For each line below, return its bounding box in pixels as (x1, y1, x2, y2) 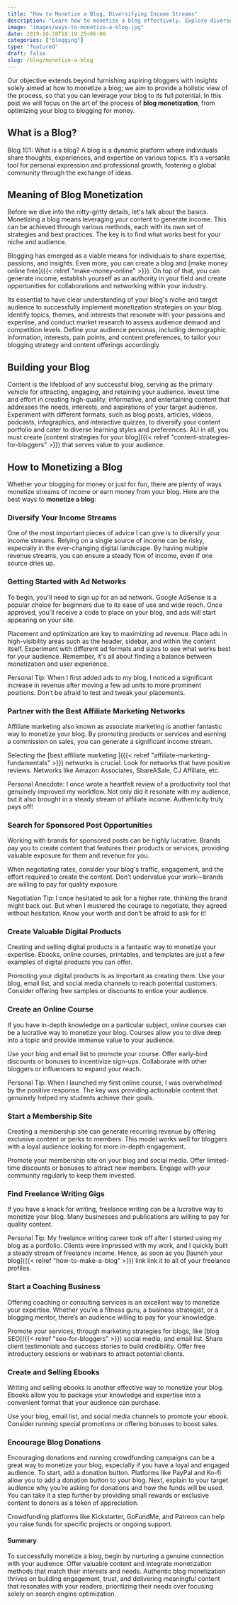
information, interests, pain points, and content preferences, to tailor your (7, 333, 221, 341)
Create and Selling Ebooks (7, 1367, 101, 1377)
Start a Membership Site (7, 1111, 93, 1121)
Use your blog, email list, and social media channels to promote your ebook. (7, 1412, 229, 1420)
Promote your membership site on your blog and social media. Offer (7, 1156, 205, 1165)
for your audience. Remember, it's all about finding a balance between (7, 652, 212, 660)
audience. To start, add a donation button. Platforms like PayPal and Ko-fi (7, 1469, 222, 1477)
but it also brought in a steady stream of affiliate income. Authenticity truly (7, 794, 225, 803)
